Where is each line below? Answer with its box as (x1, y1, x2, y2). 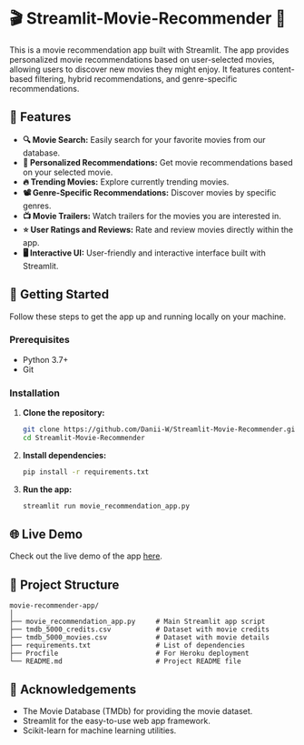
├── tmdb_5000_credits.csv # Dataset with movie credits (9, 625, 270, 634)
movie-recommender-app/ (9, 601, 100, 610)
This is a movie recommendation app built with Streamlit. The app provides (9, 44, 289, 55)
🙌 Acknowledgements (9, 681, 137, 697)
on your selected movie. (22, 166, 113, 177)
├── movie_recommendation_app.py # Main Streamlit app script (9, 617, 266, 627)
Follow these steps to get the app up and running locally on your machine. (9, 311, 287, 322)
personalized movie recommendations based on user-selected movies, (9, 54, 275, 65)
